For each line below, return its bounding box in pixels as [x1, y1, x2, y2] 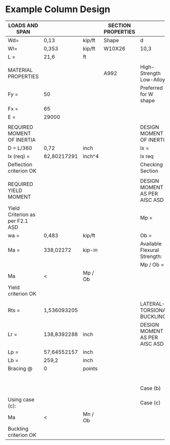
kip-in [82, 246, 98, 253]
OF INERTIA [8, 136, 36, 143]
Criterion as [8, 211, 35, 218]
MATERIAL [8, 66, 33, 73]
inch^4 [82, 153, 99, 160]
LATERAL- [140, 300, 165, 307]
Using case [8, 396, 34, 403]
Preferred [140, 84, 163, 91]
